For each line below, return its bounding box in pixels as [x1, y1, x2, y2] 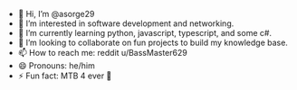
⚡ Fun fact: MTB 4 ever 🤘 [17, 70, 112, 81]
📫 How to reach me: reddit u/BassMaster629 [17, 48, 187, 58]
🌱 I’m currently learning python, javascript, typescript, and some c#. [17, 28, 273, 38]
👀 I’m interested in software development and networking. [17, 18, 235, 29]
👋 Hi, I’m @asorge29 [17, 9, 95, 19]
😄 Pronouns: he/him [17, 60, 95, 71]
